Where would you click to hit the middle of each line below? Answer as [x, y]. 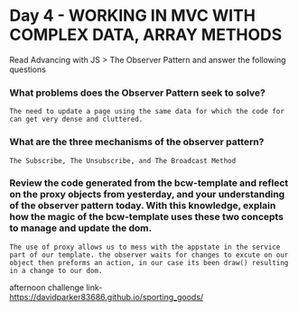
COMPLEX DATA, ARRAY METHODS [146, 35]
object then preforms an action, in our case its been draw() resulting [149, 262]
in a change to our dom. [56, 270]
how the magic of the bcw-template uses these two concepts [147, 217]
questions [28, 69]
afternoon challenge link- [56, 287]
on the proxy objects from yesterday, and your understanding [147, 195]
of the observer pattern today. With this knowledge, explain [143, 206]
